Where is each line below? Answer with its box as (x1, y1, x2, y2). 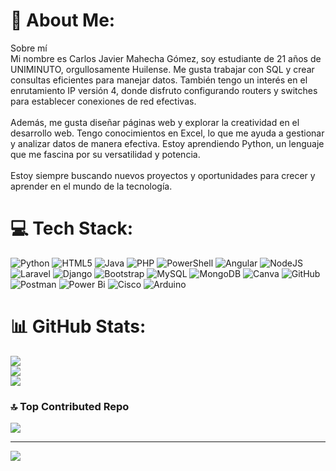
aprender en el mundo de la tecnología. (10, 180, 173, 192)
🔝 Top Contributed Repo (10, 399, 130, 413)
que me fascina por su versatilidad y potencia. (10, 148, 201, 160)
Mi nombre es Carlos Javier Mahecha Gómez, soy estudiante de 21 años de (10, 52, 322, 64)
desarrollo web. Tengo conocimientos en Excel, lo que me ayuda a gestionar (10, 127, 325, 139)
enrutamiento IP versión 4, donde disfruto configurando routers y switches (10, 84, 318, 96)
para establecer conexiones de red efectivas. (10, 95, 197, 107)
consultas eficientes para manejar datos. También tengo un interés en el (10, 74, 308, 86)
